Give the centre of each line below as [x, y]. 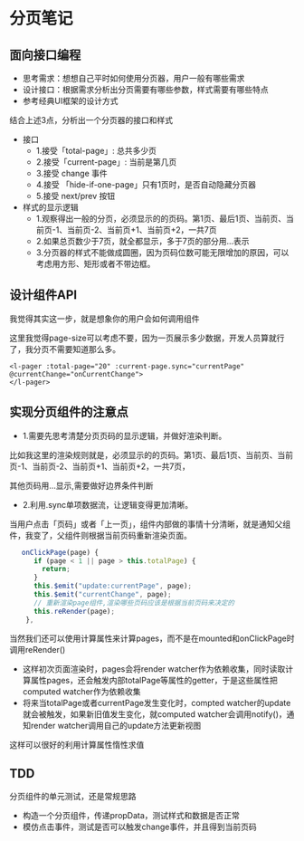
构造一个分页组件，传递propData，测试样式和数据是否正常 [131, 816]
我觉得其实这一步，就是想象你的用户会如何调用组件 [104, 319]
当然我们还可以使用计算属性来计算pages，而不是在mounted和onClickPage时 [152, 638]
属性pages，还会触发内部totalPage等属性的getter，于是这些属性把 [154, 680]
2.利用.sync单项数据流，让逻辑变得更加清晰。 [107, 504]
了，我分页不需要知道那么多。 [65, 349]
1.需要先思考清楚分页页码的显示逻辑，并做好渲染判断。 [124, 435]
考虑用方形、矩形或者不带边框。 [95, 264]
